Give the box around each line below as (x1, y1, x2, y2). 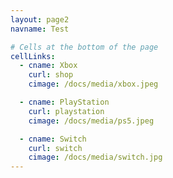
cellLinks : (10, 51, 56, 61)
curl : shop (28, 70, 74, 80)
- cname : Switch (19, 134, 87, 144)
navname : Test (10, 24, 70, 34)
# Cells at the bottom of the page (10, 42, 159, 52)
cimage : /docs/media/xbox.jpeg (28, 79, 159, 90)
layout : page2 (10, 14, 70, 25)
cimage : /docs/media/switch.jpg (28, 152, 163, 163)
